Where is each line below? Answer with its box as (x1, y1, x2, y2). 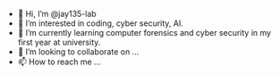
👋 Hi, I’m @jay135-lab (17, 9, 97, 19)
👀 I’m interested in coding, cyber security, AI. (17, 18, 183, 29)
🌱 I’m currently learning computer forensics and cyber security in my (17, 28, 271, 37)
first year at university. (17, 37, 101, 47)
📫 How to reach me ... (17, 56, 101, 67)
